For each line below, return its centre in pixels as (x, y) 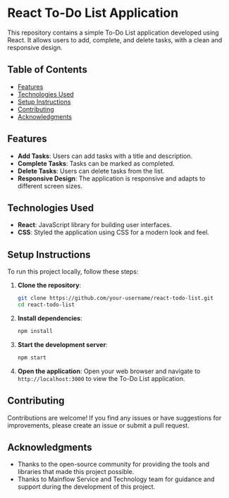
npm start (32, 358)
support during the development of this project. (86, 487)
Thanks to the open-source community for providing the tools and (113, 464)
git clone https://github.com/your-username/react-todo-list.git (115, 298)
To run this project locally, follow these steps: (73, 272)
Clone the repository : (49, 285)
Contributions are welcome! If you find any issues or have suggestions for (114, 418)
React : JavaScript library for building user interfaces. (94, 225)
